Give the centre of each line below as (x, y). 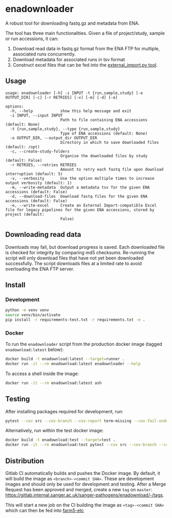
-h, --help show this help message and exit (71, 111)
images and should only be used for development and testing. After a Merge (86, 484)
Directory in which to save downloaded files (110, 142)
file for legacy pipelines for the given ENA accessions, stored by (80, 210)
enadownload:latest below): (35, 349)
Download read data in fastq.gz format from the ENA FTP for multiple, (86, 48)
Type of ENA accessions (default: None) (104, 133)
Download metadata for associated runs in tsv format (69, 59)
